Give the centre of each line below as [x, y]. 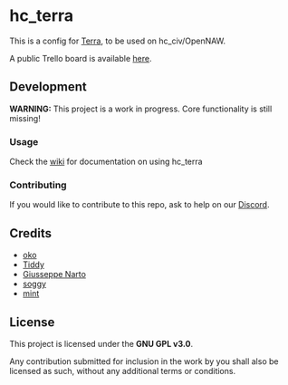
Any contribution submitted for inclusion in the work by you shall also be [144, 361]
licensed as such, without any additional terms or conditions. [123, 371]
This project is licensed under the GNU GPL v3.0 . [101, 343]
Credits [31, 233]
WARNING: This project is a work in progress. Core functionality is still [141, 109]
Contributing [38, 185]
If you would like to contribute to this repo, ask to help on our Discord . [139, 205]
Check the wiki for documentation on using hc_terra [106, 162]
